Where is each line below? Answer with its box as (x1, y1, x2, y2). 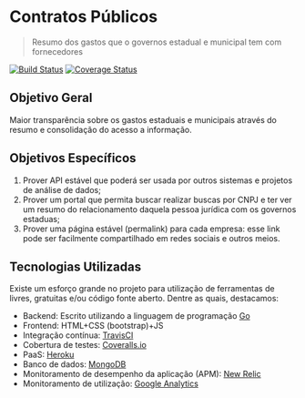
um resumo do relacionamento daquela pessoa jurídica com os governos (22, 203, 297, 215)
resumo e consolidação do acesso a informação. (9, 124, 193, 135)
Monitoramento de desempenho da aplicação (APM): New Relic (22, 369, 261, 380)
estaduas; (22, 213, 61, 224)
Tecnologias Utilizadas (9, 259, 142, 274)
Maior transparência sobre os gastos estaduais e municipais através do (9, 114, 278, 125)
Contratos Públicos (9, 6, 158, 27)
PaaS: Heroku (22, 349, 75, 361)
